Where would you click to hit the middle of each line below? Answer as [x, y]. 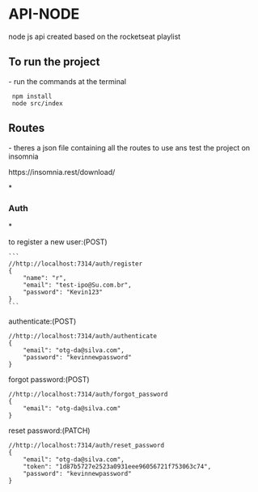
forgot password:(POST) [49, 379]
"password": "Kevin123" [63, 292]
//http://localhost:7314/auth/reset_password [86, 445]
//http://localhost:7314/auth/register [76, 264]
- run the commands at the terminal [68, 81]
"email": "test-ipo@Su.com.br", [77, 285]
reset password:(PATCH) [49, 430]
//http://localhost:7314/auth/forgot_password [88, 394]
